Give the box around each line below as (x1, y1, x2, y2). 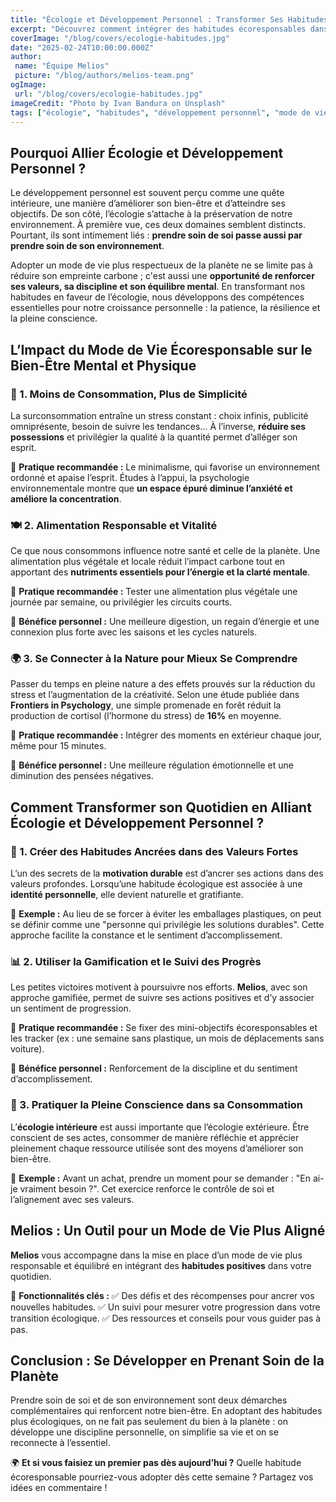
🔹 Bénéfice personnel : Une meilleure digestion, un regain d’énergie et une (10, 616, 320, 628)
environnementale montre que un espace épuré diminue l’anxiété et (10, 482, 293, 494)
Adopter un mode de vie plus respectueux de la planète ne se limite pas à (10, 259, 313, 271)
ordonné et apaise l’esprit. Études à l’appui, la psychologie (10, 471, 250, 483)
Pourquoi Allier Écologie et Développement (10, 144, 284, 161)
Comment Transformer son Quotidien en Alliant (10, 799, 312, 816)
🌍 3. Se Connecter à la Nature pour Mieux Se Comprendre (10, 652, 298, 666)
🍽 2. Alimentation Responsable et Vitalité (10, 518, 218, 532)
